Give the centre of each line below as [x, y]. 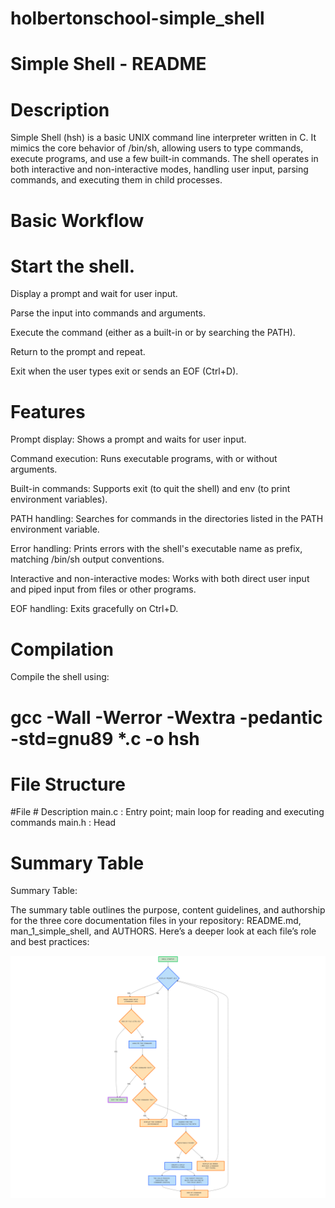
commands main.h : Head [63, 823]
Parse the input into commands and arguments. [108, 313]
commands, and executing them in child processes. [116, 180]
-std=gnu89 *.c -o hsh [105, 738]
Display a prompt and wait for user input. [94, 294]
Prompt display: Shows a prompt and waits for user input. [128, 439]
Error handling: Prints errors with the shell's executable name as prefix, [156, 549]
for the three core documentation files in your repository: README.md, [156, 921]
